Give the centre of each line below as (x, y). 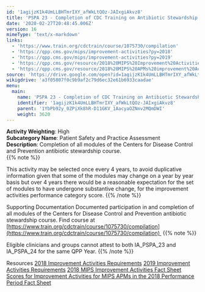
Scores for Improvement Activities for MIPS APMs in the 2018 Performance (100, 276)
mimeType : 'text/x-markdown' (43, 35)
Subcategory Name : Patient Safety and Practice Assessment (83, 138)
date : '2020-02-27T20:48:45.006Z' (50, 23)
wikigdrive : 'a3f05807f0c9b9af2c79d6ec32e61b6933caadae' (80, 80)
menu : (13, 86)
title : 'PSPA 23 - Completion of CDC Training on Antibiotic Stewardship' (103, 18)
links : (15, 40)
